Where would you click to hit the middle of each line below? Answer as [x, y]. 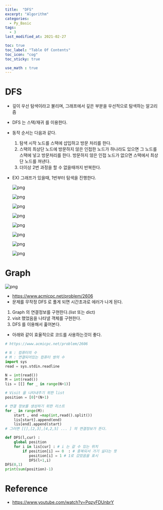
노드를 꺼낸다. [38, 162]
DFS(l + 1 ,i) [40, 460]
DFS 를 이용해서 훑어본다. [36, 325]
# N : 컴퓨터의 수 [21, 353]
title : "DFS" [19, 9]
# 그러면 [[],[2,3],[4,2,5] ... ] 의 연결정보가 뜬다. [56, 429]
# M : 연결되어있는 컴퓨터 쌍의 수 [35, 357]
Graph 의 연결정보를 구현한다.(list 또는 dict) [54, 312]
